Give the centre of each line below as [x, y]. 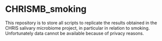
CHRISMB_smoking [46, 9]
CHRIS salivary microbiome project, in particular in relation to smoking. [78, 28]
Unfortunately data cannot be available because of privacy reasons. [75, 33]
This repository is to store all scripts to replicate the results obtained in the [81, 23]
